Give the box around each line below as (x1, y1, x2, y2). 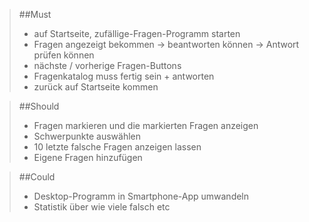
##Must (18, 9, 52, 20)
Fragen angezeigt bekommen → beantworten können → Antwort (33, 39, 300, 50)
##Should (18, 100, 60, 112)
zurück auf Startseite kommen (33, 81, 159, 93)
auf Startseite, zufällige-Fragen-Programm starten (33, 28, 241, 39)
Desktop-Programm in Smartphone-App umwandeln (33, 190, 250, 202)
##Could (18, 171, 56, 183)
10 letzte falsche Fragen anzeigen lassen (33, 141, 202, 153)
